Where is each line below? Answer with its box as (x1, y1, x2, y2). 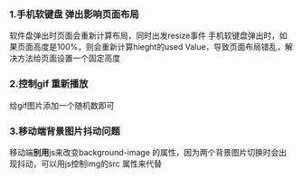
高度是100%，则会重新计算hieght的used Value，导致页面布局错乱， (33, 42, 286, 52)
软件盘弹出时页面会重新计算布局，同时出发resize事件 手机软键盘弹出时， (9, 30, 280, 42)
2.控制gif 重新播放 (9, 78, 89, 90)
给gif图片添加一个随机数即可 (9, 99, 115, 110)
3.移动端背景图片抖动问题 (9, 125, 120, 137)
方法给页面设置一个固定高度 (16, 52, 120, 64)
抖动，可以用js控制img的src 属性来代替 (16, 158, 163, 169)
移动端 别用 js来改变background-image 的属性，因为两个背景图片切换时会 (9, 146, 279, 157)
